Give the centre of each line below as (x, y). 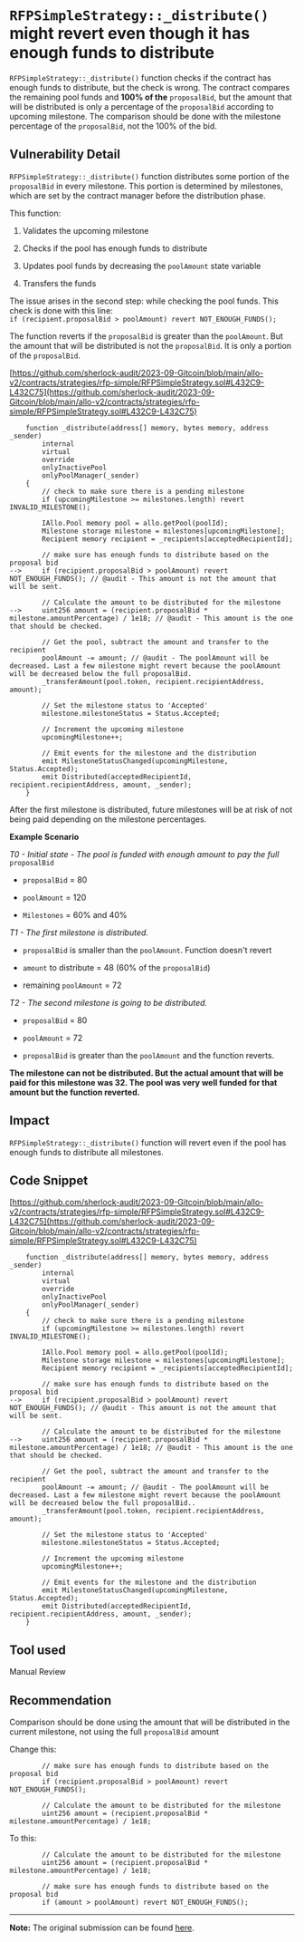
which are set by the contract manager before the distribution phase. (138, 195)
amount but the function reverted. (75, 1092)
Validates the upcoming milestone (85, 230)
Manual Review (38, 1672)
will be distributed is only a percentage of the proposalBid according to (142, 106)
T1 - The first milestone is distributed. (79, 932)
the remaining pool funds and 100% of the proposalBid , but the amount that (151, 97)
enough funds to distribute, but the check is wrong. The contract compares (150, 87)
